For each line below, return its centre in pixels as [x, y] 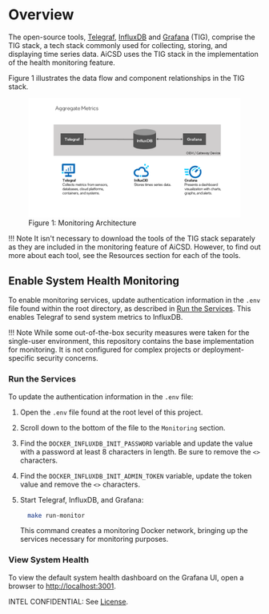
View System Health [49, 560]
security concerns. [67, 358]
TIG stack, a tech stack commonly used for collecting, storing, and [118, 45]
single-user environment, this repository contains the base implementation [131, 341]
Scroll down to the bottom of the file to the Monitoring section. [122, 427]
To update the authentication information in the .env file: [101, 396]
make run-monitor [56, 515]
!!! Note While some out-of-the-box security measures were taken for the [129, 333]
